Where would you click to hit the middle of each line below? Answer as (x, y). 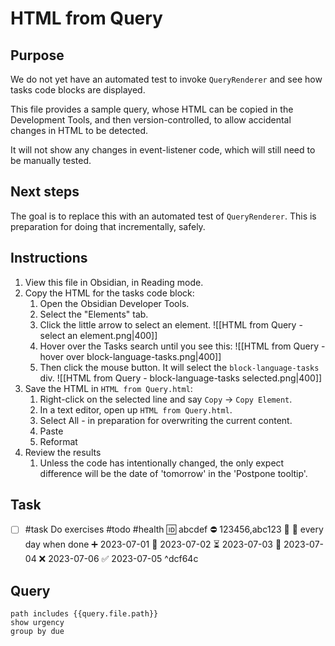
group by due (37, 632)
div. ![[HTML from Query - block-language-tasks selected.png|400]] (181, 378)
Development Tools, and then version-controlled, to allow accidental (151, 120)
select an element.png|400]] (98, 335)
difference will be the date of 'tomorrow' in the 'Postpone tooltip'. (173, 473)
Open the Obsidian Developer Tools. (114, 303)
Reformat (58, 441)
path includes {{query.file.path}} (84, 614)
